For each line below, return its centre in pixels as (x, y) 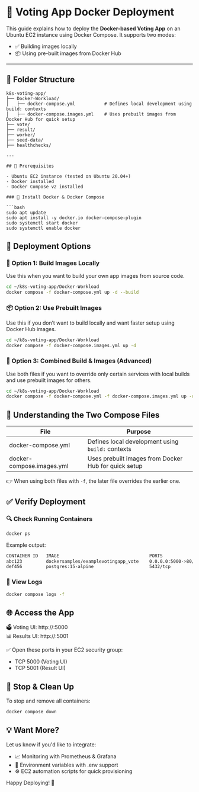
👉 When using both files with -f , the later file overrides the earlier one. (93, 481)
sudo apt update (26, 213)
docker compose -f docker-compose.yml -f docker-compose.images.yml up (96, 396)
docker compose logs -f (36, 594)
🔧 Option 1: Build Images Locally (53, 263)
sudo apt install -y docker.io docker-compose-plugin (74, 218)
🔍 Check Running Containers (49, 519)
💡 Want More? (33, 730)
